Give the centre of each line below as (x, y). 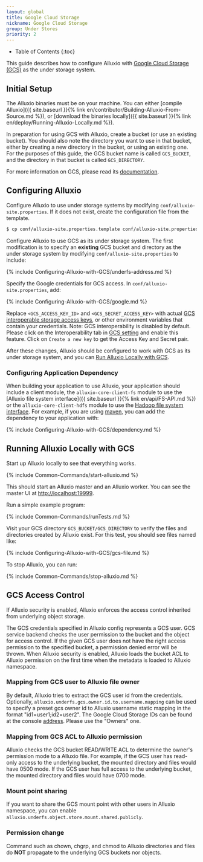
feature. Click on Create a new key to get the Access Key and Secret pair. (98, 339)
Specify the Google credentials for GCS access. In (69, 283)
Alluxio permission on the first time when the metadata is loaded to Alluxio (98, 660)
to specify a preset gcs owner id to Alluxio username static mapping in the (99, 708)
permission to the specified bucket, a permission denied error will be (92, 647)
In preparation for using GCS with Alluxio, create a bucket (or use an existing (101, 134)
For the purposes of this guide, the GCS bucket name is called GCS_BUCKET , (99, 153)
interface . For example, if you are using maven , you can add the (85, 411)
